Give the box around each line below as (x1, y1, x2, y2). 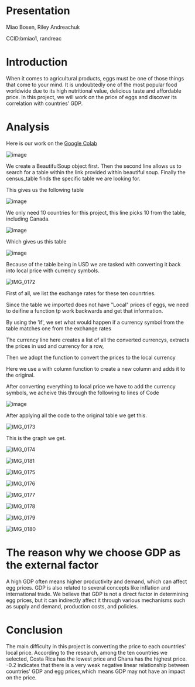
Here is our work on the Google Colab (6, 140, 98, 147)
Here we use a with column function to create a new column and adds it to (6, 365, 186, 372)
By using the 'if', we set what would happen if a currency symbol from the (6, 319, 184, 326)
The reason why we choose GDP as (6, 546, 181, 559)
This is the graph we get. (6, 434, 66, 441)
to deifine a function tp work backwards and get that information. (6, 307, 163, 314)
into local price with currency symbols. (6, 267, 100, 274)
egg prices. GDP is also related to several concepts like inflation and (6, 584, 170, 591)
